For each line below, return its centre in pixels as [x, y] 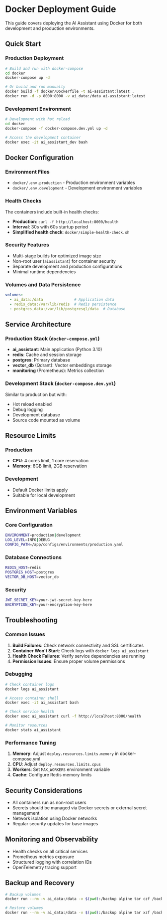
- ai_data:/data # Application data [62, 300]
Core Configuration [29, 525]
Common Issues [25, 634]
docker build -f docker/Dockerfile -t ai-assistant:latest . [70, 92]
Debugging [19, 674]
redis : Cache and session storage [47, 355]
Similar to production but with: [36, 394]
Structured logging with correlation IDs [52, 862]
